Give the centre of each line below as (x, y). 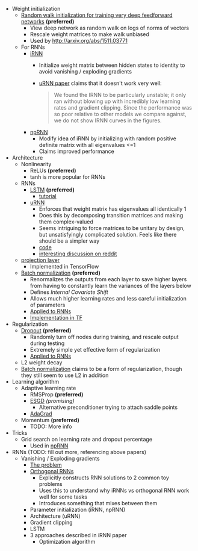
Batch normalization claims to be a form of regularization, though (101, 369)
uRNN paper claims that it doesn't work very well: (100, 83)
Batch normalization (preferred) (61, 273)
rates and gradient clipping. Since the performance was (123, 107)
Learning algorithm (35, 381)
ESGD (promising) (52, 401)
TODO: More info (51, 426)
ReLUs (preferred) (53, 170)
